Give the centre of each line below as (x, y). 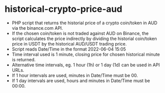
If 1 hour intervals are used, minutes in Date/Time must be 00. (75, 75)
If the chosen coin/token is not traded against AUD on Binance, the (80, 33)
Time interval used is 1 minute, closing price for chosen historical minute (86, 54)
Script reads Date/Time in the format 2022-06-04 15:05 (69, 49)
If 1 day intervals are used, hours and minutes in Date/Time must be (81, 81)
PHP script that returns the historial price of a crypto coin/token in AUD (84, 23)
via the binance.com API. (37, 28)
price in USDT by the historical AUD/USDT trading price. (69, 44)
